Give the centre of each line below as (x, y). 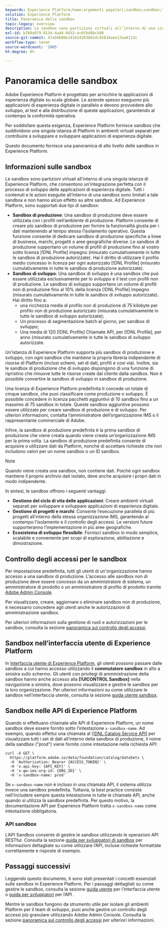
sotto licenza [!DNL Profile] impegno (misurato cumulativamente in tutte (86, 252)
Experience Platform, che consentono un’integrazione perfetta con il (75, 184)
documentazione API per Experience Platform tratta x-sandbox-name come (81, 805)
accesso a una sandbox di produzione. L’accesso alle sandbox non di (76, 576)
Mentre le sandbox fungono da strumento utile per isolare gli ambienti (77, 904)
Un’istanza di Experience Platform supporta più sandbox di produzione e (80, 352)
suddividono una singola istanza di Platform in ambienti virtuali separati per (82, 131)
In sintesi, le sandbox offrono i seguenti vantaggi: (56, 491)
